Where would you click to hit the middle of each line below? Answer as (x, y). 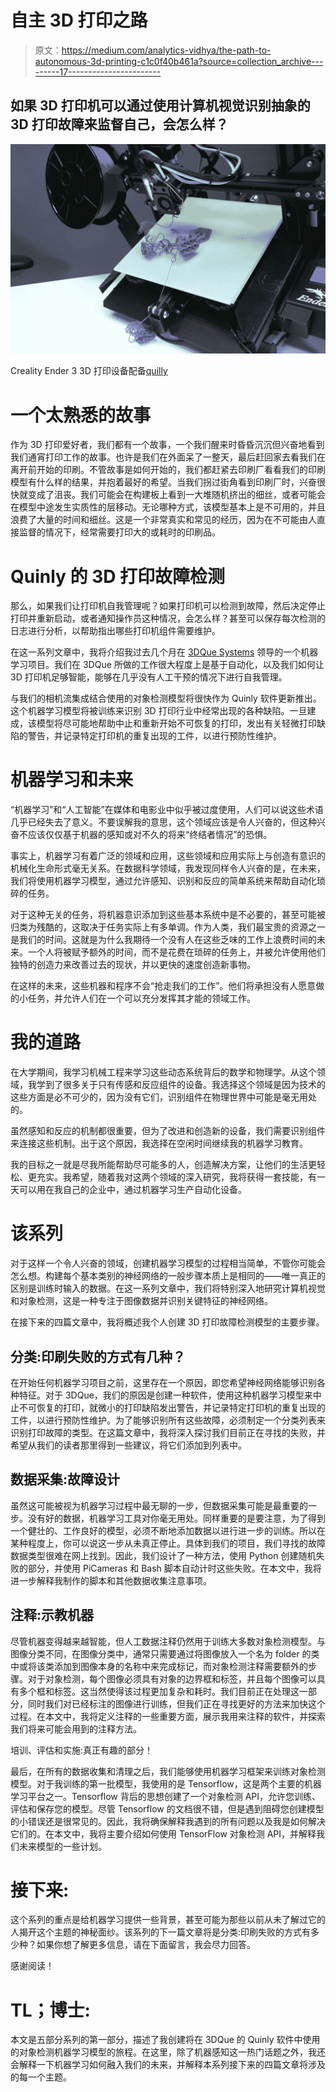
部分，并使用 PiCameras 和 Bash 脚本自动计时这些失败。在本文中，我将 (174, 1568)
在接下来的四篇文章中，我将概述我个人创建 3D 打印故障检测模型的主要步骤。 (167, 1322)
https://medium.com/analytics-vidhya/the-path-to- (166, 50)
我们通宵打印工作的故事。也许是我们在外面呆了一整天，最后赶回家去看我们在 (168, 457)
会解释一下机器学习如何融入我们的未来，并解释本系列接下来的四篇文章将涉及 (168, 2065)
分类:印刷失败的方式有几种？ (98, 1356)
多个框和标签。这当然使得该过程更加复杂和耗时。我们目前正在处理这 (159, 1691)
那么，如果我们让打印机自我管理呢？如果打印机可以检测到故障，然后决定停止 (168, 606)
